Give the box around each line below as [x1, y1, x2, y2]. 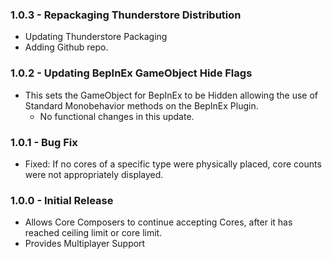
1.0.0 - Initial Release [10, 193, 114, 207]
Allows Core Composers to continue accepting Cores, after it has [24, 216, 293, 228]
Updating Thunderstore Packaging [24, 31, 168, 43]
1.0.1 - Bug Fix [10, 135, 78, 149]
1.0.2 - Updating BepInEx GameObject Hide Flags [10, 66, 253, 80]
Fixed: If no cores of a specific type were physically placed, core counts [24, 158, 322, 170]
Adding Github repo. [24, 41, 109, 53]
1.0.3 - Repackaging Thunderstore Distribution [10, 8, 242, 22]
